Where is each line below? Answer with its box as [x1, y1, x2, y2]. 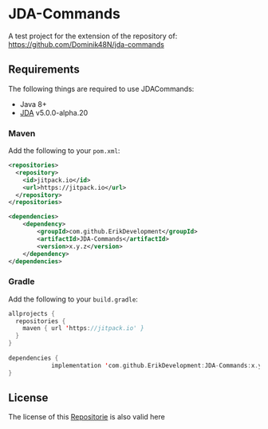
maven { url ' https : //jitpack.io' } [22, 325, 145, 333]
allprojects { [8, 309, 56, 317]
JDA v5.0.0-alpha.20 [19, 108, 89, 117]
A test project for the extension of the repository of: [8, 31, 178, 41]
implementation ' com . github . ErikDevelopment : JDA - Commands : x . [50, 361, 259, 369]
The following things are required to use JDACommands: [8, 84, 195, 93]
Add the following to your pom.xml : [8, 146, 120, 155]
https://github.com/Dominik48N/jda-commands [8, 39, 165, 49]
